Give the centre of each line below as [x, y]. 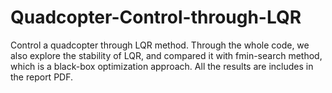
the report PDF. [42, 77]
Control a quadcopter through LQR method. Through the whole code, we [160, 45]
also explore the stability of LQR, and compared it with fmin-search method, [166, 55]
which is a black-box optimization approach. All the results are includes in [162, 66]
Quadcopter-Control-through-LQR [156, 17]
